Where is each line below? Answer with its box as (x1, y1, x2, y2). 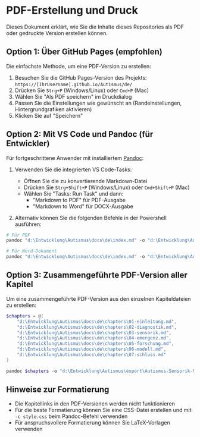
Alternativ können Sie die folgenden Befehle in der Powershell (14, 214, 167, 221)
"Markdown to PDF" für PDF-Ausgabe (32, 196, 126, 203)
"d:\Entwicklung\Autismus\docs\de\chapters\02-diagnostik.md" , (17, 324, 177, 330)
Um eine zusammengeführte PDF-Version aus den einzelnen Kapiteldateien (6, 295, 192, 302)
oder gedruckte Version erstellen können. (6, 29, 108, 36)
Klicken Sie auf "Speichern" (14, 112, 83, 119)
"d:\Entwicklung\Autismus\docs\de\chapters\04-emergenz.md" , (17, 335, 171, 341)
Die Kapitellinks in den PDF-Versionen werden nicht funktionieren (14, 400, 176, 407)
